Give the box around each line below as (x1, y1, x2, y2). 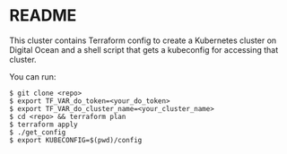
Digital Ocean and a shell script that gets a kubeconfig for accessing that (9, 44, 279, 55)
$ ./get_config (9, 127, 66, 137)
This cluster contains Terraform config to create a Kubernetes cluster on (9, 35, 277, 46)
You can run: (9, 71, 57, 81)
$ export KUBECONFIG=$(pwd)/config (9, 135, 143, 144)
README (9, 5, 77, 26)
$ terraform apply (9, 120, 78, 129)
